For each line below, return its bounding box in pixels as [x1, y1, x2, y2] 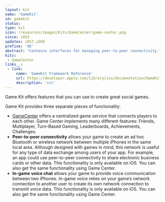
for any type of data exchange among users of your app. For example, [12, 149, 154, 155]
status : [5, 21, 21, 26]
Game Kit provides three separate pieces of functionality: [5, 103, 121, 109]
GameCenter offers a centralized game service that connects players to [12, 113, 157, 118]
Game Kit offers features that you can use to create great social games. [5, 94, 150, 100]
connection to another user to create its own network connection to [12, 180, 149, 187]
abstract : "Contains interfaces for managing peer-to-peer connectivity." [5, 48, 162, 53]
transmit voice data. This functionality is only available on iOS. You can [12, 186, 156, 192]
